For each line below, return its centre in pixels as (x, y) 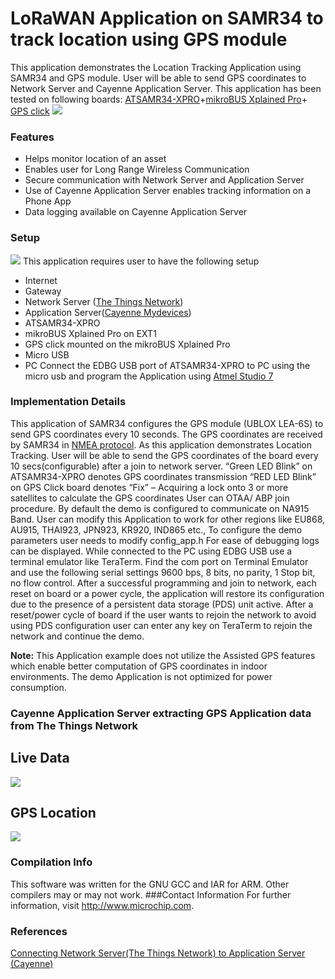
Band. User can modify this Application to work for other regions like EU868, (168, 519)
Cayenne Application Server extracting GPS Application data (161, 713)
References (39, 931)
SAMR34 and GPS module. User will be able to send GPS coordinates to (158, 78)
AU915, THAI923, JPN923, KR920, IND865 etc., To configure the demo (156, 529)
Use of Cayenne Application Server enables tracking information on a (168, 191)
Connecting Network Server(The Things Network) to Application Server (158, 953)
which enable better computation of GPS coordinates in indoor (139, 666)
